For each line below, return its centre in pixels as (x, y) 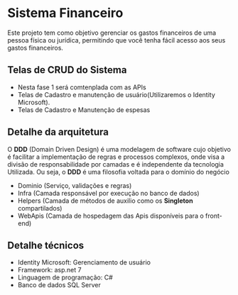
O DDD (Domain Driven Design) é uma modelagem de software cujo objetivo (119, 149)
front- (213, 216)
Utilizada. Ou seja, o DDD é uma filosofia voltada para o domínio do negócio (118, 172)
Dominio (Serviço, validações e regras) (75, 185)
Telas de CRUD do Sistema (67, 70)
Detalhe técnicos (46, 245)
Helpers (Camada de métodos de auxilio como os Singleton (105, 201)
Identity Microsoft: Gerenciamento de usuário (84, 262)
